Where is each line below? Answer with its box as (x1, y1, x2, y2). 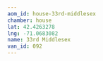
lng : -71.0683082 (7, 29, 59, 37)
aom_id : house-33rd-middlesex (7, 10, 97, 18)
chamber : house (7, 17, 52, 24)
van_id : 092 (7, 43, 42, 50)
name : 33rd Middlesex (7, 36, 71, 43)
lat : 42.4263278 (7, 23, 55, 30)
